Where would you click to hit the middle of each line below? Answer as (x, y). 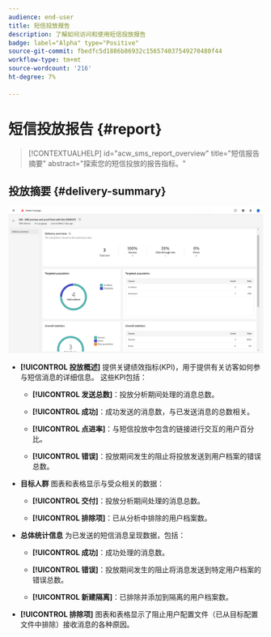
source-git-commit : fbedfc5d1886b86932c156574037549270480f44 (115, 51)
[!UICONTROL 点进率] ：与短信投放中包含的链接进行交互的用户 (136, 429)
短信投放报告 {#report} (85, 129)
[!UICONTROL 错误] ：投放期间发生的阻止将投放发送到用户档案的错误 (146, 456)
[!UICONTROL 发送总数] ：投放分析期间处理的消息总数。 (125, 395)
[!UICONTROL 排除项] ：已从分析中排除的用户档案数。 (122, 518)
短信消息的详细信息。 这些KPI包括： (87, 378)
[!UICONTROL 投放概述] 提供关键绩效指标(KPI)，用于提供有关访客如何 (136, 367)
